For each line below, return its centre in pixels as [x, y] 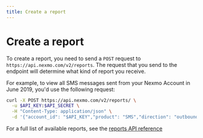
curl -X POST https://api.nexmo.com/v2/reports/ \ [71, 100]
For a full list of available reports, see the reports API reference [85, 129]
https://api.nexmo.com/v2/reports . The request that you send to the [92, 64]
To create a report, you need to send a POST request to [73, 58]
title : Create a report [36, 12]
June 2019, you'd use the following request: [61, 89]
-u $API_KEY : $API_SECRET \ [46, 106]
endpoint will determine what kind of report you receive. [76, 71]
